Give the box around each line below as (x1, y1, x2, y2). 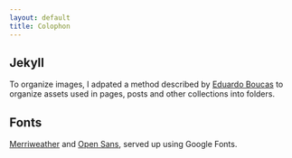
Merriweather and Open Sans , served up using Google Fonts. (9, 139, 238, 150)
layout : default (9, 13, 71, 23)
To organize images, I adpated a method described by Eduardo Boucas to (9, 79, 284, 90)
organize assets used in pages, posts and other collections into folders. (9, 88, 276, 99)
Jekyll (9, 55, 45, 70)
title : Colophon (9, 22, 71, 31)
